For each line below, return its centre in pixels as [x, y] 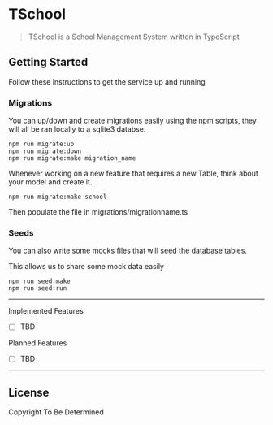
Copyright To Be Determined [56, 412]
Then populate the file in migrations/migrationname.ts [98, 212]
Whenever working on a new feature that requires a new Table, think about [133, 173]
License [29, 392]
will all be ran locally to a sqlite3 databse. [77, 129]
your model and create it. [50, 182]
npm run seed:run [38, 288]
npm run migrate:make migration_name [72, 158]
